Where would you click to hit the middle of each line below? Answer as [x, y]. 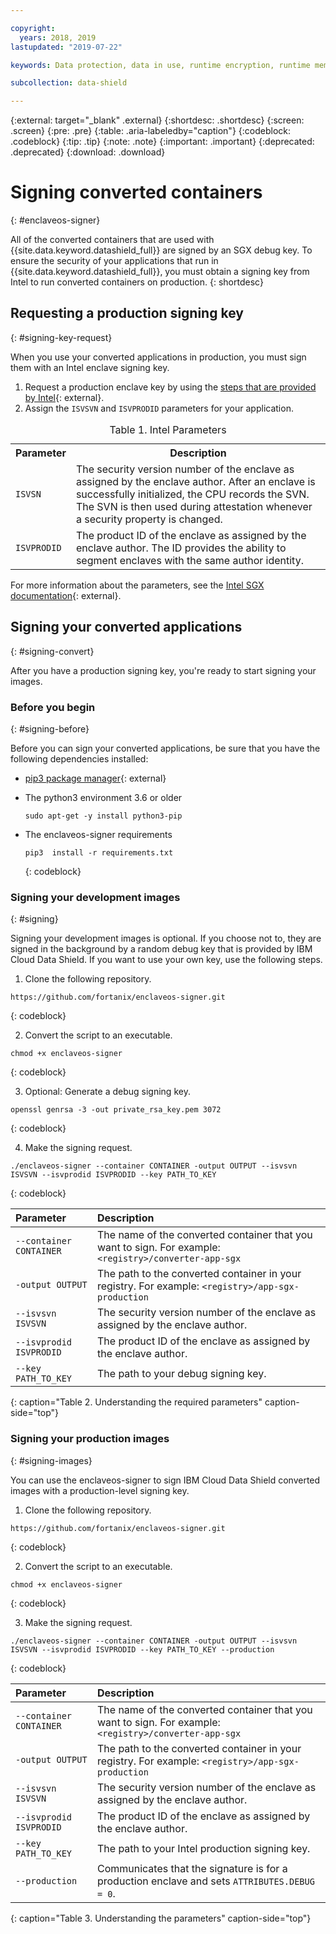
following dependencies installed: [79, 758]
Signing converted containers [136, 192]
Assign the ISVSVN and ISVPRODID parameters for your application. [159, 408]
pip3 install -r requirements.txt [99, 852]
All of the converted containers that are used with [112, 240]
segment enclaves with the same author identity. [189, 560]
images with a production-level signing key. [100, 1490]
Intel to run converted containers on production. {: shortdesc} [137, 282]
